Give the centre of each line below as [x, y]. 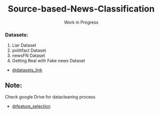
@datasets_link [27, 70]
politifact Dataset [29, 50]
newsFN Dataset [29, 56]
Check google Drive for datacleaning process [50, 97]
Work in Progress [81, 22]
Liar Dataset [24, 45]
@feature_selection [31, 106]
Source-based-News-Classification [81, 9]
